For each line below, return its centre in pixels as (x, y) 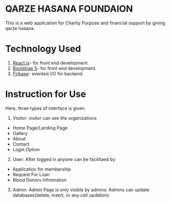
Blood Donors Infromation (40, 180)
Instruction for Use (46, 94)
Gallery (20, 133)
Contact (21, 144)
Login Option (26, 149)
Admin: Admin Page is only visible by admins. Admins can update (81, 190)
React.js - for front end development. (51, 63)
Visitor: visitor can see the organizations (55, 118)
